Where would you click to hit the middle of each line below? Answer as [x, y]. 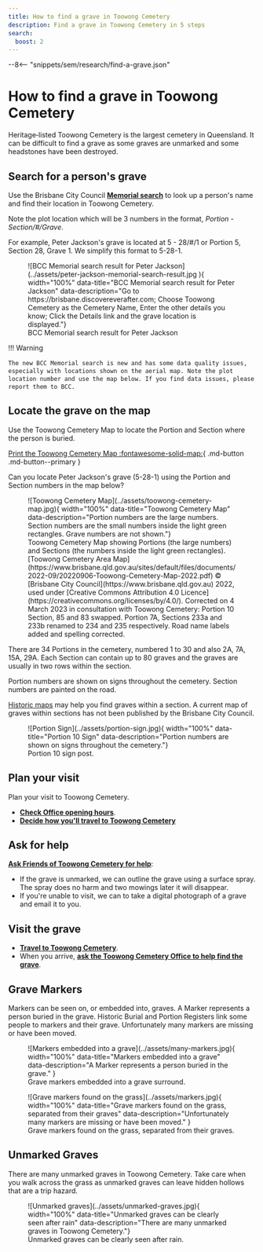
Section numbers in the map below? [66, 485]
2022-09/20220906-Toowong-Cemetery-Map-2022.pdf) [121, 575]
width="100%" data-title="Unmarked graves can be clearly [124, 1214]
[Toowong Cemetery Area [69, 558]
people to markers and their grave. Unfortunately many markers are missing [131, 1025]
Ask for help [38, 846]
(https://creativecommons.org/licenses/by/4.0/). [106, 600]
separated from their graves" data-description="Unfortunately [128, 1114]
